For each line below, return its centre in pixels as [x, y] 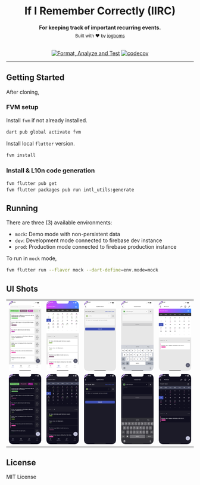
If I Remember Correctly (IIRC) [100, 11]
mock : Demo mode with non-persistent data [68, 234]
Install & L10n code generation [51, 170]
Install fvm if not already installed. [47, 120]
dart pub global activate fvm [44, 132]
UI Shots [22, 288]
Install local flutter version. [41, 143]
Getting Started [35, 78]
